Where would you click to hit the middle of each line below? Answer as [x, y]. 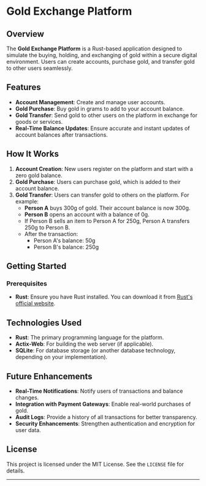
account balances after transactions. [62, 135]
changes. [27, 397]
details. [16, 471]
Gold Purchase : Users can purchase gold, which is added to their [98, 181]
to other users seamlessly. [40, 68]
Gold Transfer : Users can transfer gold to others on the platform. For [102, 195]
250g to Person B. [47, 227]
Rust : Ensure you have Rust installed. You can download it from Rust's [104, 297]
